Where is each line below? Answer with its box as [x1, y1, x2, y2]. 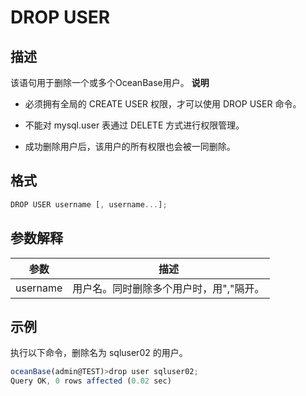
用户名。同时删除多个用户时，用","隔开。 [72, 281, 265, 295]
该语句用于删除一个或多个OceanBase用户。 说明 [10, 77, 210, 88]
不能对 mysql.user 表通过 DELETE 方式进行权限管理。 [24, 119, 245, 131]
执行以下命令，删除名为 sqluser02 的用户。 [10, 347, 188, 359]
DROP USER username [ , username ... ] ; [10, 199, 168, 210]
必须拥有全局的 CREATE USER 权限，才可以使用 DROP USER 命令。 [24, 98, 302, 110]
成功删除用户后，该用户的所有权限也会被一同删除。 [24, 141, 236, 152]
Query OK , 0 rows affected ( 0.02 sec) [10, 376, 172, 386]
